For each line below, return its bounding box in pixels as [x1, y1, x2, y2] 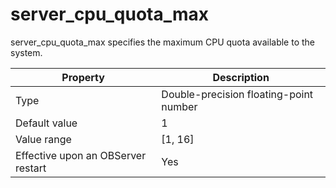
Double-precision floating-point [161, 87, 314, 101]
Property [61, 70, 105, 84]
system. [10, 46, 43, 58]
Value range [15, 132, 72, 146]
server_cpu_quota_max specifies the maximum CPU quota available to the [10, 36, 315, 48]
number [161, 99, 198, 113]
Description [212, 70, 270, 84]
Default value [15, 116, 78, 130]
